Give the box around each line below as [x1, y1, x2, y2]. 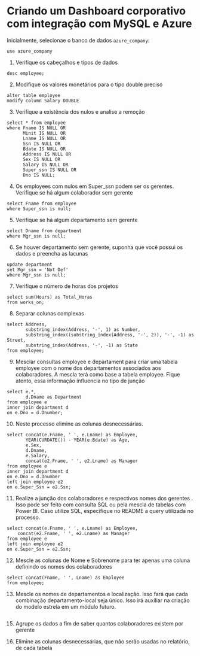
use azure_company [7, 48, 53, 54]
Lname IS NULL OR [22, 135, 66, 141]
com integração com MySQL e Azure [7, 17, 192, 31]
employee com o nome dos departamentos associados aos [15, 364, 161, 372]
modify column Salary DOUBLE [7, 98, 79, 104]
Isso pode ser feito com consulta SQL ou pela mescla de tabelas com [15, 501, 186, 508]
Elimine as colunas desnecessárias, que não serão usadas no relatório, [15, 637, 190, 645]
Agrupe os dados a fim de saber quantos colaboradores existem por [15, 619, 184, 627]
